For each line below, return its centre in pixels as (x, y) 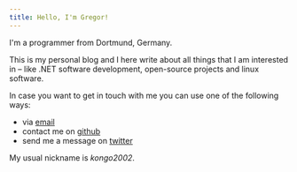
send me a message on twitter (77, 140)
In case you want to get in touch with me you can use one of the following (144, 95)
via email (38, 122)
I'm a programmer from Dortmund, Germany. (91, 42)
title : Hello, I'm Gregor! (59, 17)
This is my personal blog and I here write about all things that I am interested (149, 59)
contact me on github (61, 131)
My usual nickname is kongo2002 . (72, 157)
